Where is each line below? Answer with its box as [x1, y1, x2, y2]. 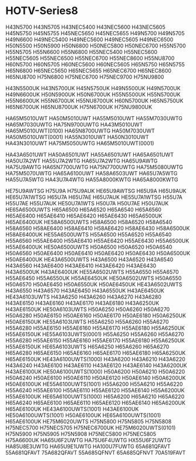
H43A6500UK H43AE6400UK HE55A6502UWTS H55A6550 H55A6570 [5, 268, 180, 275]
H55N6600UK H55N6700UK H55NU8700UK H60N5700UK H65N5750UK [5, 97, 184, 104]
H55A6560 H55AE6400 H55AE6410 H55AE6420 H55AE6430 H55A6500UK [5, 237, 190, 244]
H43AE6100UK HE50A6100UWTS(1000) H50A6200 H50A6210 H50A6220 [5, 368, 185, 375]
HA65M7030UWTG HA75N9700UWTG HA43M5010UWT [5, 121, 143, 128]
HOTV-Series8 [5, 4, 79, 18]
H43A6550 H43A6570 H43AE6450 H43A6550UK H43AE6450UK [5, 287, 165, 294]
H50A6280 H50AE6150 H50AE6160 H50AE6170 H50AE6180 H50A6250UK [5, 312, 186, 319]
